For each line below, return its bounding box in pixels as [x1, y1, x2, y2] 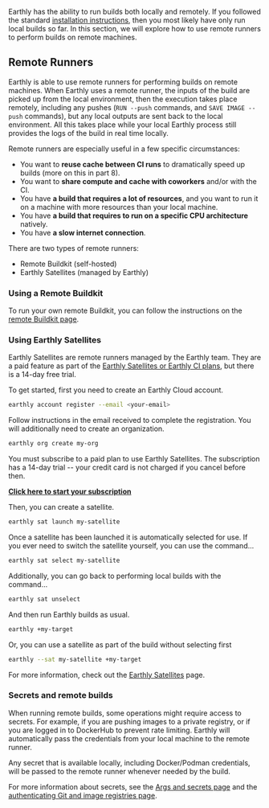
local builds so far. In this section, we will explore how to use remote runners [8, 24, 261, 33]
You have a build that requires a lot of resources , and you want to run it [19, 193, 259, 203]
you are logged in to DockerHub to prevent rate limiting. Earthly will [8, 725, 230, 735]
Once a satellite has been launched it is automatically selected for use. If [8, 532, 248, 542]
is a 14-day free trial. [8, 370, 76, 379]
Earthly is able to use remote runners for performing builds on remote [8, 76, 238, 87]
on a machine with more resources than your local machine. [19, 202, 218, 211]
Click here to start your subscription [8, 486, 132, 497]
